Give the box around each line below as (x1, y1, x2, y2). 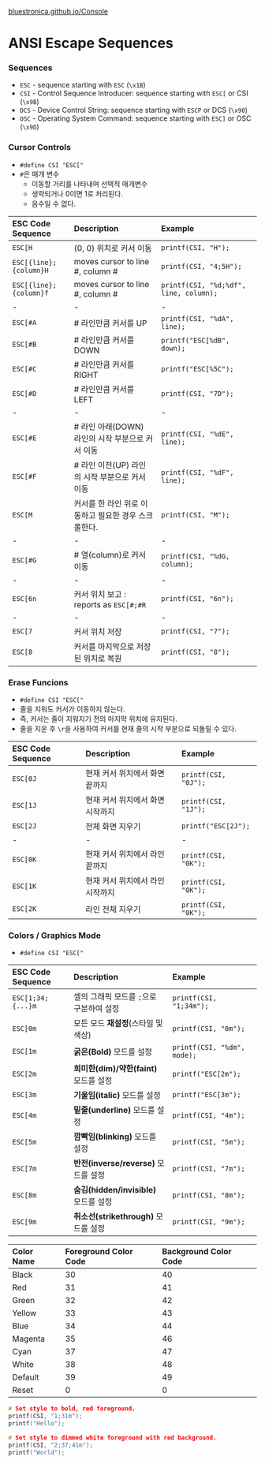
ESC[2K (12, 905, 37, 913)
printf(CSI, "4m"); (172, 1111, 246, 1120)
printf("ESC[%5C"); (161, 364, 234, 373)
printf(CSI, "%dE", (161, 429, 234, 439)
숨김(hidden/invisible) (73, 1185, 156, 1196)
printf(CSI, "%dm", (172, 1043, 246, 1052)
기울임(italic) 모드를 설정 (73, 1090, 161, 1101)
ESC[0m (12, 1025, 37, 1033)
